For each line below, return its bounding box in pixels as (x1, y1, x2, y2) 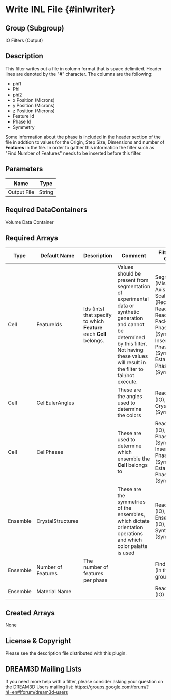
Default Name (40, 252, 75, 259)
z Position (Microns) (12, 108, 55, 114)
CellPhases (36, 449, 64, 456)
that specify (83, 312, 112, 319)
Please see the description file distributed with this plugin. (5, 650, 127, 656)
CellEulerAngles (36, 399, 75, 406)
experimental (117, 296, 149, 303)
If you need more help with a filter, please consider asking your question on (5, 678, 164, 684)
